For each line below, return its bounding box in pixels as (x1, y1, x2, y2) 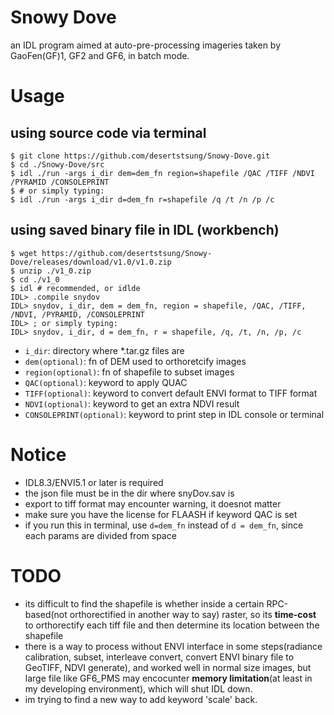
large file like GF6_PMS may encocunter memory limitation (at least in (24, 672, 313, 684)
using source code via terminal (10, 124, 207, 141)
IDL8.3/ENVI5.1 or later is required (24, 476, 164, 488)
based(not (24, 608, 68, 620)
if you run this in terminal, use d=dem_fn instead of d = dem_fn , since (24, 519, 304, 531)
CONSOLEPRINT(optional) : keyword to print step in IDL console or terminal (24, 408, 325, 420)
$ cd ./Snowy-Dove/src (10, 159, 105, 170)
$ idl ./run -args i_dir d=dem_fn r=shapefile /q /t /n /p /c (10, 194, 275, 205)
